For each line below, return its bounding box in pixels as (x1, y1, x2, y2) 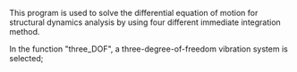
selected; (9, 53, 44, 63)
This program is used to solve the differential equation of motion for (9, 8, 259, 18)
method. (9, 27, 40, 36)
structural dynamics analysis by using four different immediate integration (9, 17, 282, 28)
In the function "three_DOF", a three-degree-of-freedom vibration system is (9, 44, 288, 54)
